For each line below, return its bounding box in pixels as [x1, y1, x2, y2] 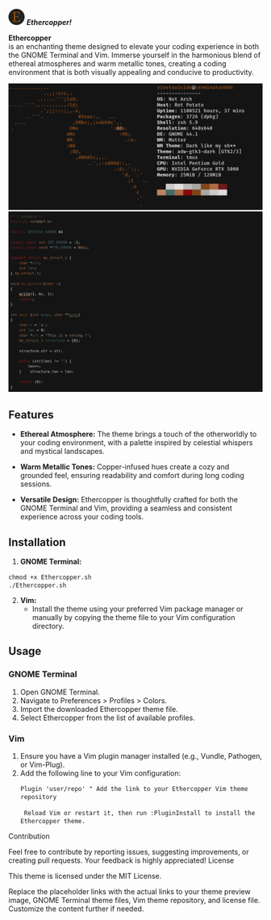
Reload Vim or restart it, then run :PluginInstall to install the [23, 809, 256, 817]
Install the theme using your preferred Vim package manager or [31, 604, 244, 614]
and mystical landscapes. [19, 447, 105, 456]
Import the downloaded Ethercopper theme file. [19, 704, 179, 714]
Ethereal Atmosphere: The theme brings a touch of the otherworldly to [19, 429, 257, 439]
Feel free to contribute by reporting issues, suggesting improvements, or [8, 847, 250, 856]
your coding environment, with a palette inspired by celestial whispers [19, 438, 253, 448]
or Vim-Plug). [19, 760, 65, 769]
